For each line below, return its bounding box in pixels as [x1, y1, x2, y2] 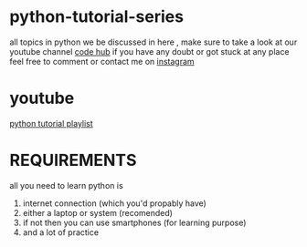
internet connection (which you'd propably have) [22, 198, 207, 209]
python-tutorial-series [9, 6, 185, 27]
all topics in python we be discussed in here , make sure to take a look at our [9, 36, 298, 47]
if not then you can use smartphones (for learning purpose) [22, 217, 247, 228]
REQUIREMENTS [9, 150, 137, 170]
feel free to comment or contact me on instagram [9, 56, 195, 67]
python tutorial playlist [9, 118, 93, 129]
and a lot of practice [22, 226, 99, 238]
